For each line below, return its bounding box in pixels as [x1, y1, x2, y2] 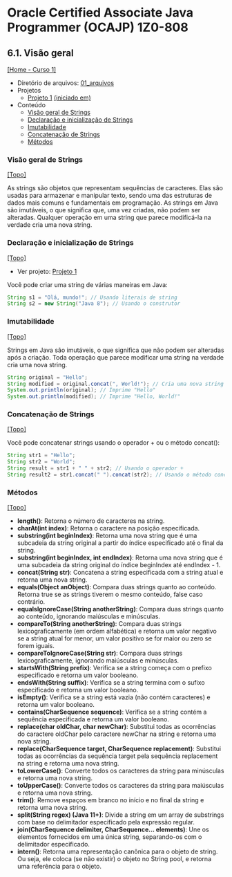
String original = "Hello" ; [7, 373, 88, 381]
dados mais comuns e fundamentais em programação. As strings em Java [7, 199, 219, 207]
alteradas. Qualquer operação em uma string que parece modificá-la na [7, 213, 212, 222]
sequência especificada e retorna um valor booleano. [17, 715, 169, 723]
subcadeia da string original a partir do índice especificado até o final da [17, 539, 224, 547]
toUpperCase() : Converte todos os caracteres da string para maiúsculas [17, 782, 224, 790]
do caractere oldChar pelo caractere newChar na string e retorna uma [17, 730, 216, 738]
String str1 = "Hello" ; [7, 452, 76, 459]
